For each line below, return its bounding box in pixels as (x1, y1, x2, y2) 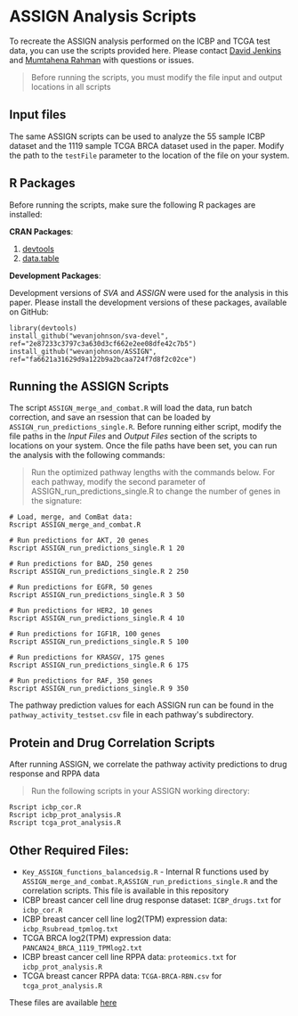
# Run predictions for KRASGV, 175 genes (9, 653, 165, 662)
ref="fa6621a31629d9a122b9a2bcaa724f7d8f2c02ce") (9, 355, 197, 364)
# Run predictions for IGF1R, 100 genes (9, 630, 162, 639)
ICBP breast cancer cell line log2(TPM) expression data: (21, 914, 228, 924)
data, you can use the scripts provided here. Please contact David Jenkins (9, 45, 282, 55)
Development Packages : (9, 270, 101, 281)
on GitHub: (9, 306, 49, 317)
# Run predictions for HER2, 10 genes (9, 606, 153, 616)
